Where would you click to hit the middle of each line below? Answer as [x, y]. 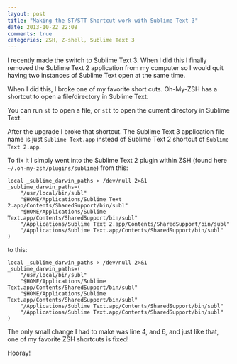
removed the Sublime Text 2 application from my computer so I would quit [115, 68]
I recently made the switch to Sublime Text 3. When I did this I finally [107, 60]
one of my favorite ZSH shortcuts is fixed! [68, 339]
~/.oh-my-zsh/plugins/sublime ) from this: [68, 168]
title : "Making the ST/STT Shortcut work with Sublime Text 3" [103, 21]
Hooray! [19, 353]
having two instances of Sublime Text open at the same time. [97, 76]
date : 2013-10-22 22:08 [43, 27]
